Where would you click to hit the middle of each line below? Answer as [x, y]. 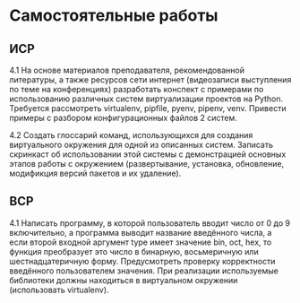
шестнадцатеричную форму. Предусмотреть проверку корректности [142, 261]
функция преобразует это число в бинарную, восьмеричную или [134, 251]
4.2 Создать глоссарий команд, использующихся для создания [131, 135]
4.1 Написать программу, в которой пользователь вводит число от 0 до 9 [150, 223]
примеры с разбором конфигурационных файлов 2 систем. [123, 118]
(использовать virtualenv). [59, 290]
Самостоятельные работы [114, 16]
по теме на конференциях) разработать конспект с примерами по [137, 89]
